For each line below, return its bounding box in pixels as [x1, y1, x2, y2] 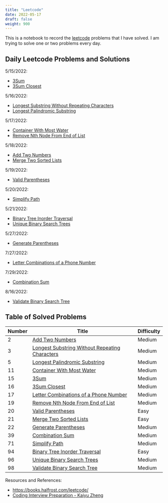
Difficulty [137, 327, 160, 334]
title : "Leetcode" [5, 7, 43, 13]
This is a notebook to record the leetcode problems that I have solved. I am [5, 35, 159, 41]
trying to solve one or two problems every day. [5, 41, 101, 47]
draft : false [5, 17, 32, 22]
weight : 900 [5, 21, 30, 27]
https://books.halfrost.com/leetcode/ [12, 486, 88, 493]
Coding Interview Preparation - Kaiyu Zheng [12, 492, 103, 498]
